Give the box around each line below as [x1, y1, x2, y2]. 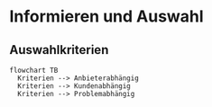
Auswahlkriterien [9, 42, 109, 58]
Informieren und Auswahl [9, 6, 205, 27]
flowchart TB [9, 66, 59, 75]
